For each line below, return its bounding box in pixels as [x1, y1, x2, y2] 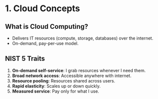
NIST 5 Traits [5, 55, 45, 63]
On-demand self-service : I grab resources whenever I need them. [12, 67, 146, 73]
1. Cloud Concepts [5, 3, 80, 14]
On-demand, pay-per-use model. [12, 40, 79, 46]
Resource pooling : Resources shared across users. [12, 78, 115, 83]
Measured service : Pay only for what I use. [12, 88, 100, 94]
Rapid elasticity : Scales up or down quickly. [12, 83, 101, 89]
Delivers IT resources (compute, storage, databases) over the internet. [12, 35, 154, 41]
